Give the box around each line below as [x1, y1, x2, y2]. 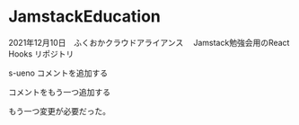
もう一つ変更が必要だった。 [8, 105, 111, 116]
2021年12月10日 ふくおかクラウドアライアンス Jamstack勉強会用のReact [8, 37, 290, 48]
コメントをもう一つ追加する [8, 86, 111, 97]
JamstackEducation [8, 6, 161, 27]
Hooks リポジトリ [8, 48, 75, 59]
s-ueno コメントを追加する [8, 67, 109, 78]
